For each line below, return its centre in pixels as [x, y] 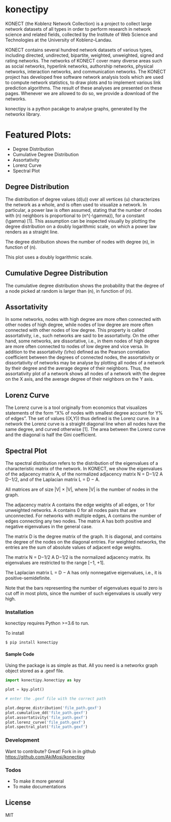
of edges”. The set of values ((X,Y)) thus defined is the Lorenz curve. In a [82, 419]
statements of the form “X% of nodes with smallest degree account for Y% [84, 413]
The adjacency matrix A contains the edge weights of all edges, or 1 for [80, 505]
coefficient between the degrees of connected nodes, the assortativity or [82, 357]
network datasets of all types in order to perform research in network [78, 29]
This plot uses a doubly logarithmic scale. [49, 257]
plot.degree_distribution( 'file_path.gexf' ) [53, 708]
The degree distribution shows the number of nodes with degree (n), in [80, 242]
